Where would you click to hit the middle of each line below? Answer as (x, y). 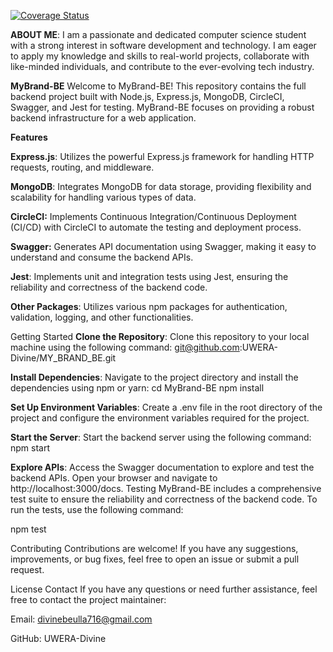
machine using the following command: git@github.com (125, 347)
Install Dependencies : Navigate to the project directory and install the (154, 377)
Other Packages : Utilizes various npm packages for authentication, (149, 306)
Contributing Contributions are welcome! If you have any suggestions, (154, 548)
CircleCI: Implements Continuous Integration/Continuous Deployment (153, 216)
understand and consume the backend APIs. (102, 257)
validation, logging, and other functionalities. (102, 317)
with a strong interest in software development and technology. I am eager (163, 45)
